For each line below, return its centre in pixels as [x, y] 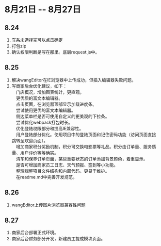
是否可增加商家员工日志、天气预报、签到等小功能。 [67, 164]
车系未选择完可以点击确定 [37, 40]
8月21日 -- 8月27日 [43, 9]
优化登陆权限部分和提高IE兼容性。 [49, 128]
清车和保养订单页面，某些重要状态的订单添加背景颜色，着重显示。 [82, 159]
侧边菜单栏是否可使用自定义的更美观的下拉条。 [63, 116]
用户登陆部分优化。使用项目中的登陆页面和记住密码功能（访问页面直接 [86, 134]
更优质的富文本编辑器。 [39, 98]
